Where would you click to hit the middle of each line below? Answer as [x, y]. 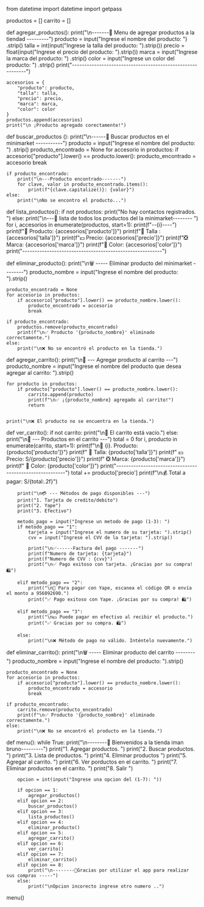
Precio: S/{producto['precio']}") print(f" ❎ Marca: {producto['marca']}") [96, 459]
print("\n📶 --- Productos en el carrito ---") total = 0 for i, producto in [92, 439]
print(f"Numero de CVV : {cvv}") [71, 559]
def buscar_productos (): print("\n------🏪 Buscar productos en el [88, 136]
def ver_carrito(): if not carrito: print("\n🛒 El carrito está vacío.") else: [92, 432]
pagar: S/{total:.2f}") [32, 481]
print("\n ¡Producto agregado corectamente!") [66, 125]
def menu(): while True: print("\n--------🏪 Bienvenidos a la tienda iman [95, 742]
